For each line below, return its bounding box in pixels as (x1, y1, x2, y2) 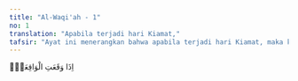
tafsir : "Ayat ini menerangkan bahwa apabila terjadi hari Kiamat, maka (9, 37, 284, 47)
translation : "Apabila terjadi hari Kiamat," (9, 29, 180, 38)
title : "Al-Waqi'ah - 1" (9, 12, 101, 22)
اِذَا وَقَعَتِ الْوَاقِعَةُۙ (9, 62, 74, 72)
